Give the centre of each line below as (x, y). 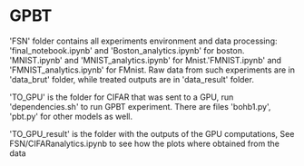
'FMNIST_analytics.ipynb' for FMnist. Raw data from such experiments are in (152, 70)
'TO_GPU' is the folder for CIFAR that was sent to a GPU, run (122, 97)
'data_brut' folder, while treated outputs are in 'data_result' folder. (132, 79)
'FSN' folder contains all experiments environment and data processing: (144, 41)
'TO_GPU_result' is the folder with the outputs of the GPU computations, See (152, 133)
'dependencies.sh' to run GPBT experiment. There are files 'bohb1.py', (140, 106)
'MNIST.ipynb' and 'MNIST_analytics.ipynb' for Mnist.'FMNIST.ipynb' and (146, 60)
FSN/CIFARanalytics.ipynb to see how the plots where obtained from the (144, 143)
